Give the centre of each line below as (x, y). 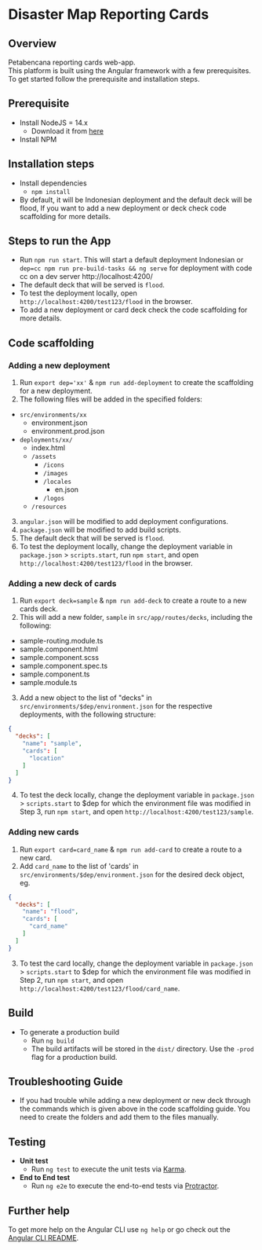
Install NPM (38, 139)
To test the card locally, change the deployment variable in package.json (136, 963)
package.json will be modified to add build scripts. (100, 530)
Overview (33, 44)
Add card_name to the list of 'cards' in (79, 866)
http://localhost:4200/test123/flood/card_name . (100, 988)
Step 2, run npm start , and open (71, 980)
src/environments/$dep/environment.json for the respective (116, 706)
